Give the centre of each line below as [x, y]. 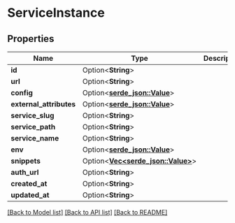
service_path [33, 127]
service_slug [33, 115]
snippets [26, 161]
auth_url [25, 172]
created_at [29, 184]
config [22, 93]
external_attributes [43, 104]
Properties [31, 39]
